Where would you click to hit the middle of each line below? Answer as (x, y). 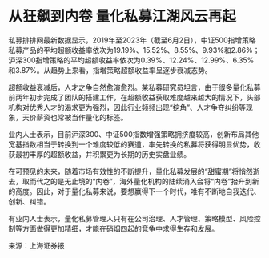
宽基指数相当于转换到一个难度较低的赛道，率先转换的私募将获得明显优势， (131, 144)
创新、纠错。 (29, 201)
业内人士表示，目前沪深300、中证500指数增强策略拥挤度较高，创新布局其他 (134, 134)
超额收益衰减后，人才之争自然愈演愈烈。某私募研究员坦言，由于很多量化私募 (134, 87)
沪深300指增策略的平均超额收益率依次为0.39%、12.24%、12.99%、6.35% (131, 60)
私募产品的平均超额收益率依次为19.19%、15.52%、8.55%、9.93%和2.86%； (134, 50)
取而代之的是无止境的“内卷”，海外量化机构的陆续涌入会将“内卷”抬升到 (137, 181)
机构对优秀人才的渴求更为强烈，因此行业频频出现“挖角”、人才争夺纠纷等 (127, 107)
